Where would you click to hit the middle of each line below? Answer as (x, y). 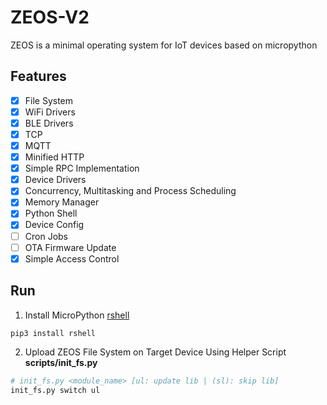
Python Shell (51, 213)
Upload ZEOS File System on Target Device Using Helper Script (155, 352)
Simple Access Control (72, 258)
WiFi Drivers (50, 112)
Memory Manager (62, 202)
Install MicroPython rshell (77, 315)
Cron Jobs (46, 236)
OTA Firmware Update (70, 247)
